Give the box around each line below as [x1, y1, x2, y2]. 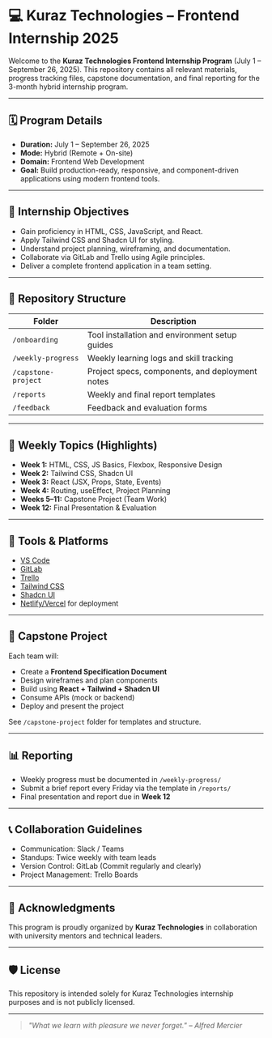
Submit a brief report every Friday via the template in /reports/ [19, 783, 232, 793]
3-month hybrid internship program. [8, 82, 129, 91]
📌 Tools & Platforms [8, 534, 109, 547]
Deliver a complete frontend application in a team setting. [19, 261, 212, 270]
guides [87, 339, 113, 351]
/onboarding [12, 335, 59, 345]
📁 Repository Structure [8, 291, 126, 305]
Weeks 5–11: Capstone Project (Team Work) [19, 495, 168, 504]
